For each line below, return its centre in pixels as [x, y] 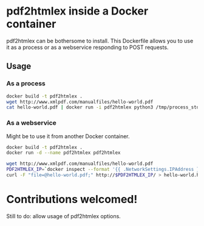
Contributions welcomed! [72, 200]
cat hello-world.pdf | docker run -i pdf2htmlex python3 [80, 107]
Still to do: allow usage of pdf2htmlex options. [64, 216]
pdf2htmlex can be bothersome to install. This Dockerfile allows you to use [100, 41]
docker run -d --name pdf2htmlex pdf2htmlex [63, 153]
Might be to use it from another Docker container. [68, 136]
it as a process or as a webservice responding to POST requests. [87, 47]
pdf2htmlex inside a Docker [77, 11]
